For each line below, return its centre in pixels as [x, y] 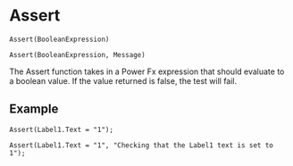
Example [34, 109]
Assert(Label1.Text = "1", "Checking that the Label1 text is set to [142, 145]
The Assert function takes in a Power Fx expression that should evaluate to [147, 71]
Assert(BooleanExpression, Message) [77, 54]
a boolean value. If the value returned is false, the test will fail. [123, 80]
